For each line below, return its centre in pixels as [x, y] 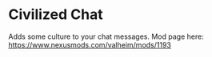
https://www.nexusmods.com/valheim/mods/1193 [90, 44]
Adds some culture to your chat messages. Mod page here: [106, 36]
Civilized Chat [56, 15]
